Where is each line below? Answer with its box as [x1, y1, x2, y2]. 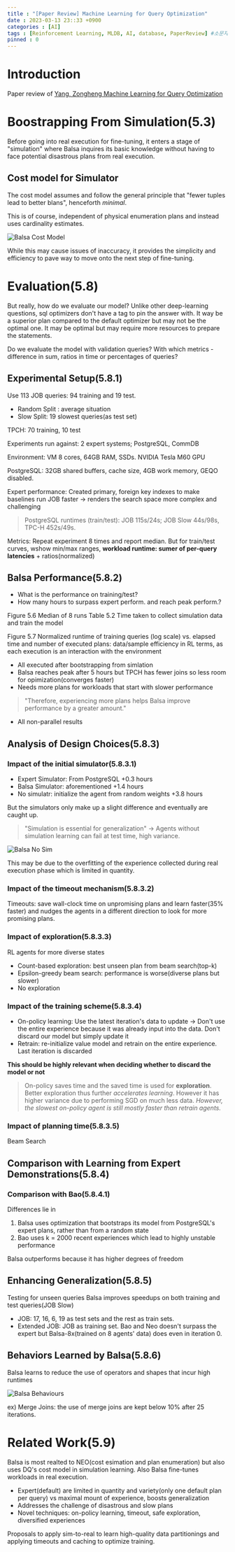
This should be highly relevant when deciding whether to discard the [7, 1060, 211, 1068]
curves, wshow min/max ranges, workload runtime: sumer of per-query [7, 544, 218, 553]
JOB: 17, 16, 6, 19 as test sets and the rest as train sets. [17, 1314, 175, 1322]
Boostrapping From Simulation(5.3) [7, 114, 216, 130]
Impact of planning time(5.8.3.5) [7, 1121, 120, 1131]
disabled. [7, 474, 34, 482]
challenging [7, 502, 41, 511]
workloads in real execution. [7, 1472, 89, 1481]
